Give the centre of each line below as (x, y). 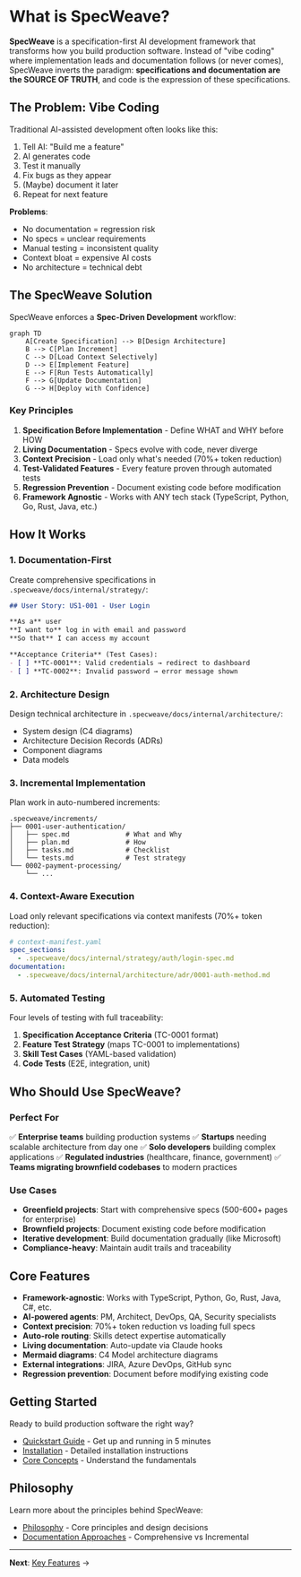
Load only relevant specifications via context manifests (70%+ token (136, 915)
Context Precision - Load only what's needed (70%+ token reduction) (152, 458)
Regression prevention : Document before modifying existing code (145, 1374)
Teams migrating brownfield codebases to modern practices (123, 1166)
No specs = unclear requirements (84, 238)
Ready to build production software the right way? (102, 1424)
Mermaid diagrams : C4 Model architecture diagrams (120, 1355)
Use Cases (33, 1190)
